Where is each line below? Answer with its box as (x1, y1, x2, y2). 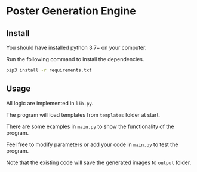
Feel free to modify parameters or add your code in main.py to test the (6, 141, 178, 148)
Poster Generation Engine (6, 4, 136, 18)
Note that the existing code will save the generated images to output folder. (6, 159, 192, 166)
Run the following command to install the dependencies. (6, 56, 144, 62)
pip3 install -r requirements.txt (6, 67, 93, 73)
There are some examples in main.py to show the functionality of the (6, 123, 174, 130)
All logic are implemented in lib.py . (6, 99, 94, 107)
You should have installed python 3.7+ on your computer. (6, 44, 147, 51)
